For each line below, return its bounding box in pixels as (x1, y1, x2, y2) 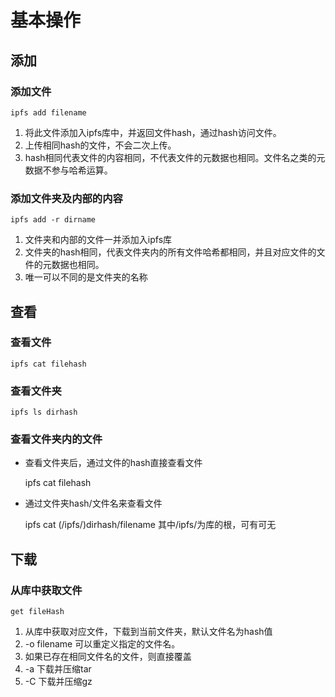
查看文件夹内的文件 (10, 432, 103, 446)
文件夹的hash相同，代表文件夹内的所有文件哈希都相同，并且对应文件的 (24, 246, 317, 258)
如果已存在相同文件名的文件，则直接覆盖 (24, 651, 192, 663)
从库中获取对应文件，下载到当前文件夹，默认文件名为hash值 (24, 626, 273, 638)
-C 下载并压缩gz (24, 676, 93, 688)
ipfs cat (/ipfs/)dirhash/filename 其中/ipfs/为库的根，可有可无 (24, 519, 277, 531)
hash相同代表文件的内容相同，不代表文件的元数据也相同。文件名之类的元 (24, 151, 326, 163)
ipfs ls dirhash (10, 407, 78, 418)
